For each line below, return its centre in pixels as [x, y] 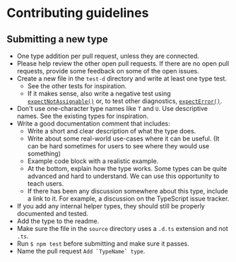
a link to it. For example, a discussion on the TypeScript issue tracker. [128, 198]
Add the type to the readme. [58, 221]
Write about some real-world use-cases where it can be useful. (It [123, 138]
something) [44, 154]
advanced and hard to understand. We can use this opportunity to [123, 176]
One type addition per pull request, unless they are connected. [108, 56]
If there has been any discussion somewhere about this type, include [128, 191]
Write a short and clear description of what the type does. [112, 131]
